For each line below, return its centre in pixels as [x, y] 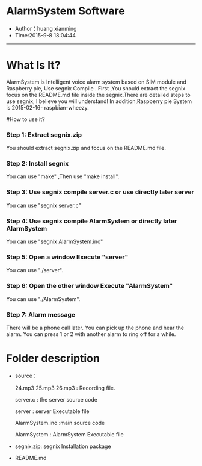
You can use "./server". [35, 270]
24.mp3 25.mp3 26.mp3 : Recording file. [65, 388]
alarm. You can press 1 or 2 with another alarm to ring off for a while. [91, 334]
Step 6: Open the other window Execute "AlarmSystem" [90, 286]
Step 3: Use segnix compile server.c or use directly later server [100, 192]
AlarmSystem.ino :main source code [60, 423]
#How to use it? [26, 119]
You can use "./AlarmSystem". [43, 299]
